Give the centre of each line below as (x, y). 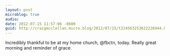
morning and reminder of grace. (38, 48)
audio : (12, 19)
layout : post (19, 10)
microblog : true (22, 14)
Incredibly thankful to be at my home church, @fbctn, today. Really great (81, 42)
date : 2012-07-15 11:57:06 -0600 (40, 24)
